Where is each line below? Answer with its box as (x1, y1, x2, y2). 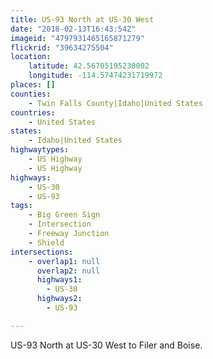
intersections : (10, 247, 74, 257)
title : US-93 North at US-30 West (10, 14, 155, 25)
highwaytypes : (10, 145, 70, 155)
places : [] (10, 80, 56, 90)
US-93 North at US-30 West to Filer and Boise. (10, 339, 203, 351)
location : (10, 52, 52, 62)
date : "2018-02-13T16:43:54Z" (10, 24, 137, 34)
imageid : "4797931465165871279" (10, 33, 145, 43)
